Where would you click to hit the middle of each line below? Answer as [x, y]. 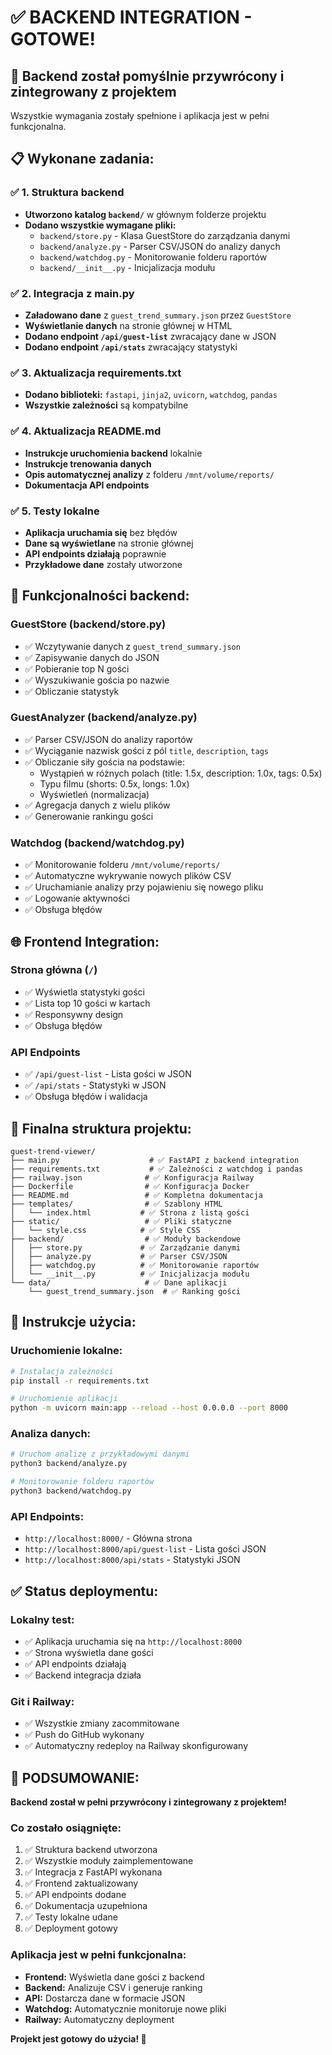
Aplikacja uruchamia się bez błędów [101, 532]
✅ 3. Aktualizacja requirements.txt [96, 373]
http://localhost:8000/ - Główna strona [108, 1538]
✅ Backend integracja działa [83, 1675]
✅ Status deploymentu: [84, 1591]
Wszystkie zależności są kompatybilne [106, 405]
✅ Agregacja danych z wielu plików [97, 805]
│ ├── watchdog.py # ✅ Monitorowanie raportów [134, 1265]
